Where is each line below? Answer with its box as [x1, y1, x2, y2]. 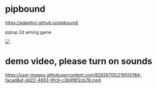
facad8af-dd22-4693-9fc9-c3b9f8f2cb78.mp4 [5, 77, 101, 83]
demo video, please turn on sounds [5, 56, 153, 67]
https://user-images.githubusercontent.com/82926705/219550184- [5, 72, 142, 78]
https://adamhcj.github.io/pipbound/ [5, 20, 79, 26]
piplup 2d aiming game [5, 29, 52, 35]
